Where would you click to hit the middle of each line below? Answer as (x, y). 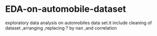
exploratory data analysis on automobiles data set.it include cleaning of (79, 23)
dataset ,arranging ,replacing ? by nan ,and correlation (61, 28)
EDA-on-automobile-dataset (66, 9)
